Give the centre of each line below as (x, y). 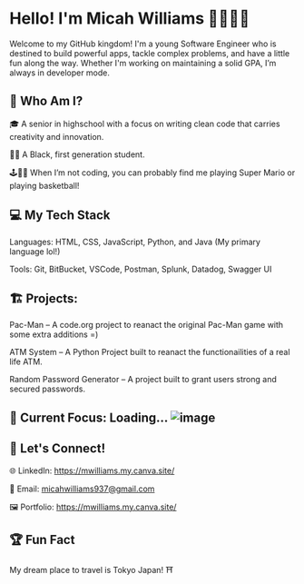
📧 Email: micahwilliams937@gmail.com (82, 489)
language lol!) (35, 251)
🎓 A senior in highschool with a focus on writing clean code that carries (145, 124)
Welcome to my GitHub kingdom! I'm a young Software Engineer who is (143, 44)
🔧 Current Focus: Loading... (88, 417)
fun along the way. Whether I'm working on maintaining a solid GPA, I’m (143, 63)
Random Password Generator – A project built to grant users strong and (143, 380)
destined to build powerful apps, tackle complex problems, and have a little (150, 53)
